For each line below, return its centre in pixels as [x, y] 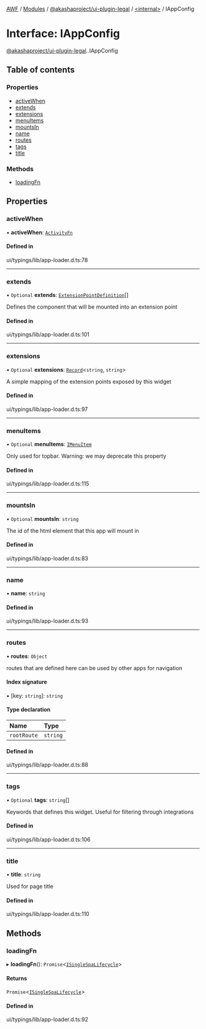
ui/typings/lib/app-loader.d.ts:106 [48, 839]
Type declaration [29, 710]
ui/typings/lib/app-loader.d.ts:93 [48, 621]
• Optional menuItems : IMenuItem [49, 444]
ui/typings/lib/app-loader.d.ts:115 [48, 484]
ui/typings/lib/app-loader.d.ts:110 [48, 914]
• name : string [26, 593]
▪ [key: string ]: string [35, 695]
